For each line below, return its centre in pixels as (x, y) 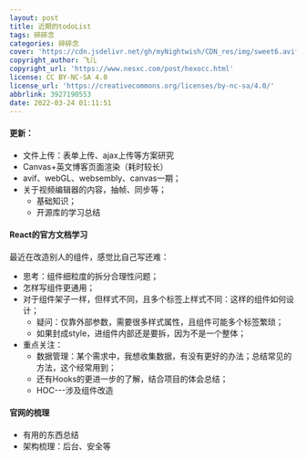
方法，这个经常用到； (76, 367)
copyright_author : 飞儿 (53, 60)
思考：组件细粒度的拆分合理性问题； (91, 276)
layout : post (34, 18)
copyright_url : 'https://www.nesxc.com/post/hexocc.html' (122, 69)
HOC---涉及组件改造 (75, 390)
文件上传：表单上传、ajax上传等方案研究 (98, 155)
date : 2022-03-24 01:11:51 (61, 103)
